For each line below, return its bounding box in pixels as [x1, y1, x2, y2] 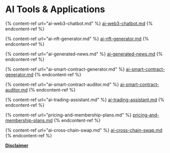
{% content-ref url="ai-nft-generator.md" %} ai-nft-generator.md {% [5, 36, 149, 42]
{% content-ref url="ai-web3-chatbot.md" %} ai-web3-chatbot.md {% [5, 20, 153, 26]
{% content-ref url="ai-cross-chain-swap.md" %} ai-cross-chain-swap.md [5, 127, 162, 133]
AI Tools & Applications [5, 4, 106, 15]
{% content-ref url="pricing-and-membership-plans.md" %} [5, 112, 132, 118]
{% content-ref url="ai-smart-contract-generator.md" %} [5, 66, 125, 72]
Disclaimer [5, 142, 29, 148]
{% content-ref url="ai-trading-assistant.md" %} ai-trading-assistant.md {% [5, 97, 165, 103]
